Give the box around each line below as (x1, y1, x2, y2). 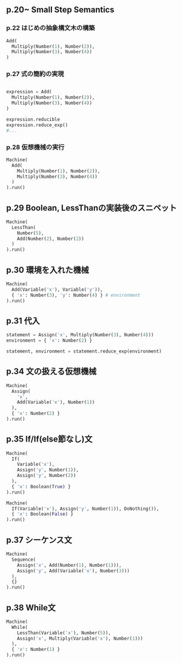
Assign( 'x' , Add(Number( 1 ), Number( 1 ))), (17, 562, 122, 568)
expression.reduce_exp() (6, 122, 68, 128)
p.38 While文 (6, 603, 56, 613)
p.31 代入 (6, 315, 40, 326)
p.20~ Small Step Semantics (6, 5, 115, 15)
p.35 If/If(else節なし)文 (6, 434, 93, 445)
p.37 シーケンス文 (6, 535, 72, 545)
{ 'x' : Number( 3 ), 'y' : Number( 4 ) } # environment (11, 292, 141, 298)
